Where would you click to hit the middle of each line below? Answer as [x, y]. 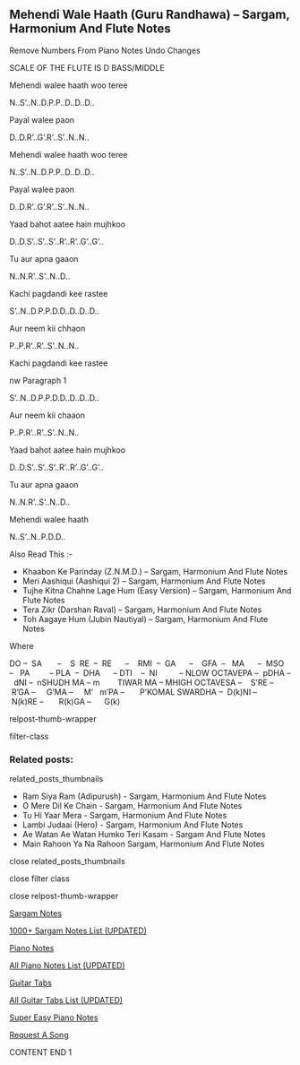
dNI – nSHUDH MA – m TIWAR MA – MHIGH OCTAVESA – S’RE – [144, 682]
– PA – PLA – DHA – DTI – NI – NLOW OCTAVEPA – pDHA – [150, 672]
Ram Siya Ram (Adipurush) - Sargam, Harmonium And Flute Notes [144, 796]
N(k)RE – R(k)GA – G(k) [66, 701]
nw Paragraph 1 [38, 380]
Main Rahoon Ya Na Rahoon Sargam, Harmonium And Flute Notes [143, 844]
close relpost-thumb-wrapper [64, 896]
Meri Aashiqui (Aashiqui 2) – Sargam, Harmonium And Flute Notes [144, 581]
